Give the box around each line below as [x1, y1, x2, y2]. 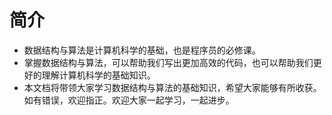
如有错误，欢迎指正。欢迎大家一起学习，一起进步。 [23, 94, 235, 106]
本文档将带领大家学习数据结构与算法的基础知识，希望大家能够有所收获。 [23, 81, 322, 93]
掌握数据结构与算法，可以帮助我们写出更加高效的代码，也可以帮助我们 [23, 56, 314, 68]
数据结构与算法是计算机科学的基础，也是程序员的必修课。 [23, 44, 261, 56]
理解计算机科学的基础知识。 [41, 69, 156, 81]
